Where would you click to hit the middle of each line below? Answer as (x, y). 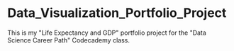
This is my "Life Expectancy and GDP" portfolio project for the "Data (107, 33)
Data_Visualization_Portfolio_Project (117, 13)
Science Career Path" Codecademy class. (68, 40)
